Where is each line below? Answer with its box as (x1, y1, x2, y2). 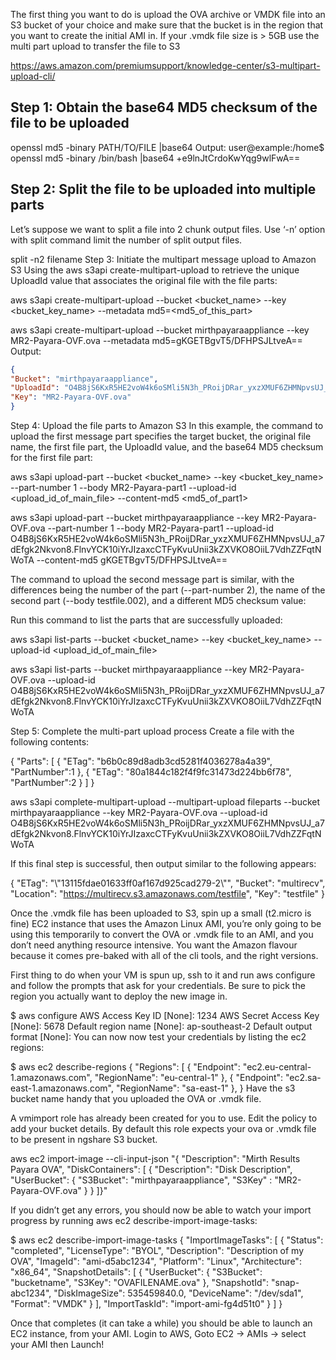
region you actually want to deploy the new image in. (10, 990, 228, 1002)
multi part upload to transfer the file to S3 (10, 40, 181, 52)
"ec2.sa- (284, 1072, 322, 1083)
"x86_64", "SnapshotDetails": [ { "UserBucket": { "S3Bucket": (10, 1266, 263, 1278)
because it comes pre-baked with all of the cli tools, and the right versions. (10, 950, 319, 961)
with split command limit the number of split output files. (10, 234, 243, 246)
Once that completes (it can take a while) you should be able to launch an (10, 1317, 313, 1329)
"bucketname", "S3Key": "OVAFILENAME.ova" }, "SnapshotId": (10, 1277, 270, 1288)
